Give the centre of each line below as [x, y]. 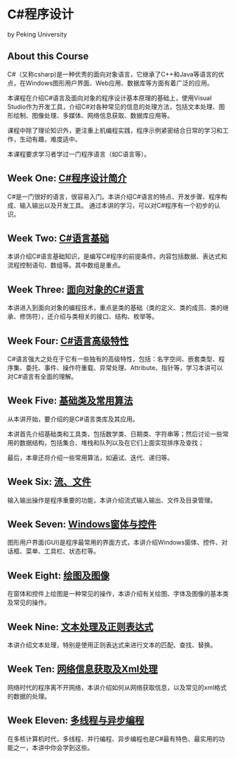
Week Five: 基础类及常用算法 [70, 401]
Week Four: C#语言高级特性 [68, 341]
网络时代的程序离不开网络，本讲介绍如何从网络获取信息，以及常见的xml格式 [117, 687]
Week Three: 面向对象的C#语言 [76, 290]
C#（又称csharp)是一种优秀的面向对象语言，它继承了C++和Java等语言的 [113, 74]
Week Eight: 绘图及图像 [59, 575]
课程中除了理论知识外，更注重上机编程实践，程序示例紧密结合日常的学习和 [115, 130]
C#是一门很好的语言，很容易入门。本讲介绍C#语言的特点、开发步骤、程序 [114, 197]
